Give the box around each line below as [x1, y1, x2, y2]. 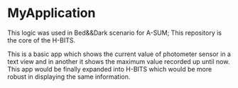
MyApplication [7, 5, 96, 21]
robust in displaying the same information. [7, 72, 131, 81]
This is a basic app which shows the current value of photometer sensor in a [7, 50, 231, 58]
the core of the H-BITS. [7, 35, 76, 44]
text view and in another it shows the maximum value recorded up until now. [7, 57, 230, 65]
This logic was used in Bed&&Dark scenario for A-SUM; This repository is [7, 28, 222, 37]
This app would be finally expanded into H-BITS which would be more [7, 65, 212, 73]
